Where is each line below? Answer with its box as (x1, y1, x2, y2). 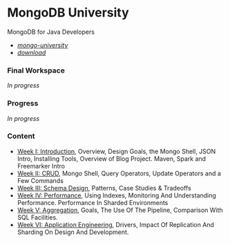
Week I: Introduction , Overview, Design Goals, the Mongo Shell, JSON (17, 147, 216, 155)
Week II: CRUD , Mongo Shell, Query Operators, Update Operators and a (17, 169, 221, 177)
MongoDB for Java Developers (7, 28, 95, 36)
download (17, 48, 46, 57)
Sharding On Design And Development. (17, 228, 129, 236)
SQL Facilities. (17, 213, 58, 222)
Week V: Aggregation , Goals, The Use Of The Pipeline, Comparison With (17, 206, 223, 214)
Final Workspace (7, 66, 66, 75)
